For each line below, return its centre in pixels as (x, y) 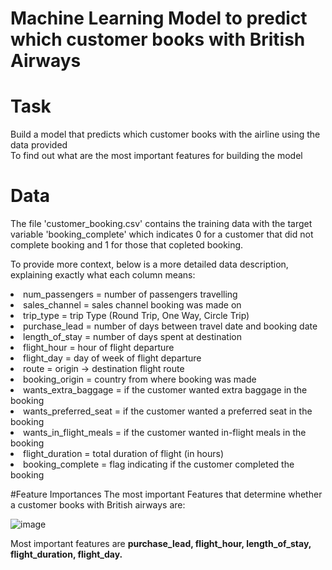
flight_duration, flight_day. (66, 554)
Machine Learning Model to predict (159, 18)
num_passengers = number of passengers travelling (130, 294)
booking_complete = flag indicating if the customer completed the (159, 464)
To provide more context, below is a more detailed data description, (149, 264)
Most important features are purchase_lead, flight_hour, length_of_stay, (161, 544)
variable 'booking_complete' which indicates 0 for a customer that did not (162, 234)
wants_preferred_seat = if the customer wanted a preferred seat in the (168, 411)
